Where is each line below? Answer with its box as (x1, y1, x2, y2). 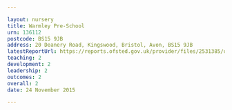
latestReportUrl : (7, 48, 57, 55)
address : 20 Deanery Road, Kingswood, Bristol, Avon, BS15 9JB (7, 42, 193, 49)
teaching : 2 (7, 54, 41, 62)
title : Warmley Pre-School (7, 22, 85, 30)
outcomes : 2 (7, 74, 41, 80)
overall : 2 (7, 80, 39, 87)
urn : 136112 (7, 29, 41, 36)
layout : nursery (7, 16, 54, 23)
